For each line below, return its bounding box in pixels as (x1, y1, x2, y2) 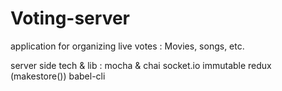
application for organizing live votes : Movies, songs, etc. (10, 40, 245, 52)
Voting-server (10, 7, 130, 30)
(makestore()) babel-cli (10, 70, 106, 82)
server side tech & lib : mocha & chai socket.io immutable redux (10, 59, 272, 71)
